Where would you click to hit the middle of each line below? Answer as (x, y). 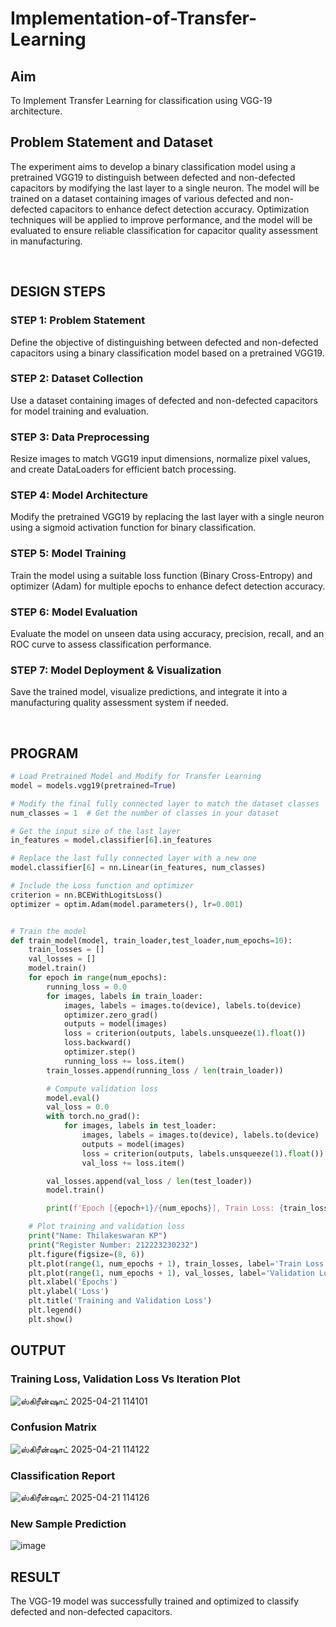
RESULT (35, 1577)
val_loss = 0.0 (78, 1107)
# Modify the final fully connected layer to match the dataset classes (165, 803)
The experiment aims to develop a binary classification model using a (153, 166)
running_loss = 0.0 (87, 987)
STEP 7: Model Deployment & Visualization (116, 670)
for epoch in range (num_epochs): (98, 978)
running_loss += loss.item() (124, 1061)
